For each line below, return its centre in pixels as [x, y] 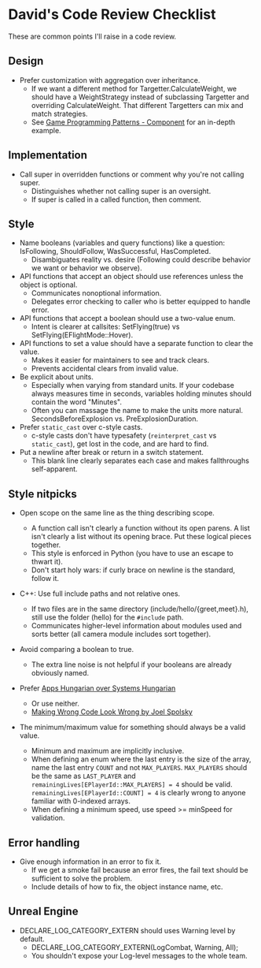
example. [46, 130]
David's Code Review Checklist [112, 15]
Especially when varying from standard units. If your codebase [132, 385]
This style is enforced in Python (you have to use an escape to [132, 553]
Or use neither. [55, 704]
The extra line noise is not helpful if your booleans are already [131, 665]
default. [32, 939]
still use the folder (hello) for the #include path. [107, 617]
